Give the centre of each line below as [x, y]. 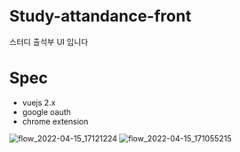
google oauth [46, 111]
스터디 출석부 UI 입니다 [49, 42]
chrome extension [55, 121]
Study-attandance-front [100, 16]
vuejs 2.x [39, 103]
